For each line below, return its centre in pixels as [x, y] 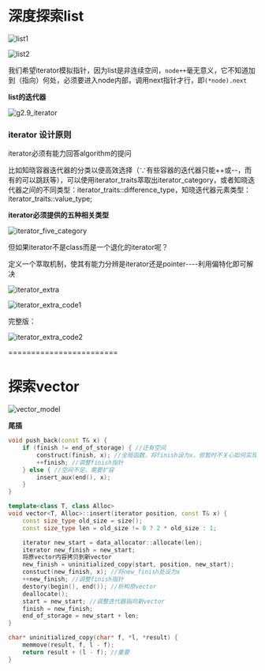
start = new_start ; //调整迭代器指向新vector [94, 601]
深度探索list [46, 16]
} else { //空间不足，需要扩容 [68, 470]
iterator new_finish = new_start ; [79, 550]
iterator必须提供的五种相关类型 [59, 215]
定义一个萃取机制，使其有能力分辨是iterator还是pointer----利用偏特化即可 [127, 264]
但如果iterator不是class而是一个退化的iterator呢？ [88, 247]
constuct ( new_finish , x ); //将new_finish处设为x [101, 572]
